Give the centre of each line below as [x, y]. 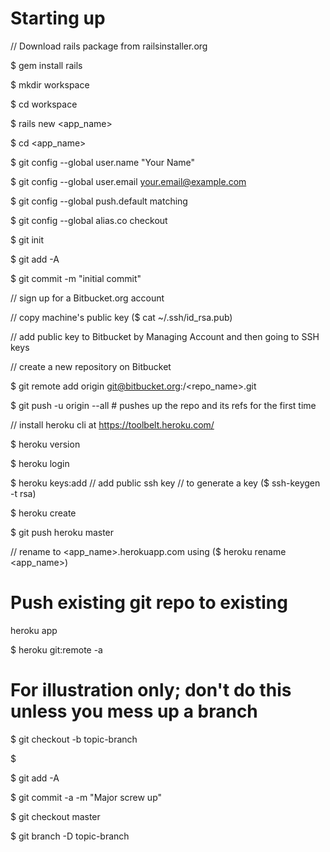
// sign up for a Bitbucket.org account [87, 298]
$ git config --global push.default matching [99, 201]
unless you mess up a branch [134, 711]
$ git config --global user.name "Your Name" [103, 162]
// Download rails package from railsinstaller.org [109, 46]
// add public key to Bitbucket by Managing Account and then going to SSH [165, 336]
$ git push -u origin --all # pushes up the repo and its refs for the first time [163, 405]
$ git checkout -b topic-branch [74, 739]
